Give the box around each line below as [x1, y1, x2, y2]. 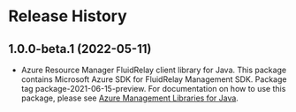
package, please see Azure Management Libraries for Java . [20, 93, 239, 103]
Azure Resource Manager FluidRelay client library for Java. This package [20, 64, 287, 75]
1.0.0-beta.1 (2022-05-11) [8, 41, 152, 56]
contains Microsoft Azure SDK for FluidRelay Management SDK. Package [20, 74, 287, 85]
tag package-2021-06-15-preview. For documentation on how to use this [20, 84, 286, 93]
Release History [8, 6, 127, 26]
